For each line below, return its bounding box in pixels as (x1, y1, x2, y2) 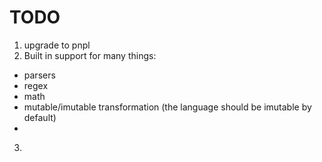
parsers (23, 69, 56, 81)
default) (23, 111, 57, 123)
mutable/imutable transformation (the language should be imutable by (23, 101, 312, 113)
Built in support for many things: (23, 49, 157, 61)
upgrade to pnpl (23, 39, 91, 51)
